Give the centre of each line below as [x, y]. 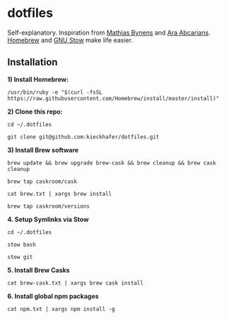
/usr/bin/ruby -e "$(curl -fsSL [55, 92]
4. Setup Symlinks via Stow [48, 219]
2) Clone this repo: [35, 112]
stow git [20, 257]
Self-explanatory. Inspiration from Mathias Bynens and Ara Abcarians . [109, 32]
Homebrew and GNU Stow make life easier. [70, 40]
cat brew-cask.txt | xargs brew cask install [75, 283]
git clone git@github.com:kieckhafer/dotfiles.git [83, 137]
